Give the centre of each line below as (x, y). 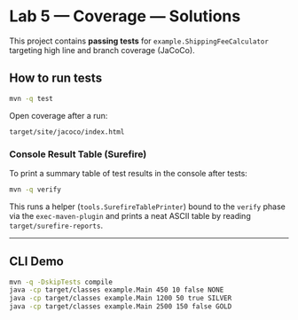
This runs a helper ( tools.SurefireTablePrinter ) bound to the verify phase (147, 207)
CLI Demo (36, 262)
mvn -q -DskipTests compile (61, 282)
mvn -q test (31, 98)
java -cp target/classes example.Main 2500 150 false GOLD (121, 307)
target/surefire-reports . (56, 225)
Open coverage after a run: (59, 115)
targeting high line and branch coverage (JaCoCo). (102, 50)
